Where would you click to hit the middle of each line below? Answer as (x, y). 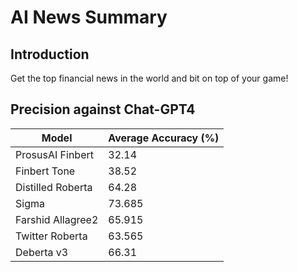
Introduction (50, 54)
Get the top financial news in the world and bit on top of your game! (149, 78)
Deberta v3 (42, 252)
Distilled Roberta (54, 187)
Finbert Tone (45, 171)
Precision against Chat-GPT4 (103, 109)
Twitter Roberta (51, 236)
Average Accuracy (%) (164, 138)
